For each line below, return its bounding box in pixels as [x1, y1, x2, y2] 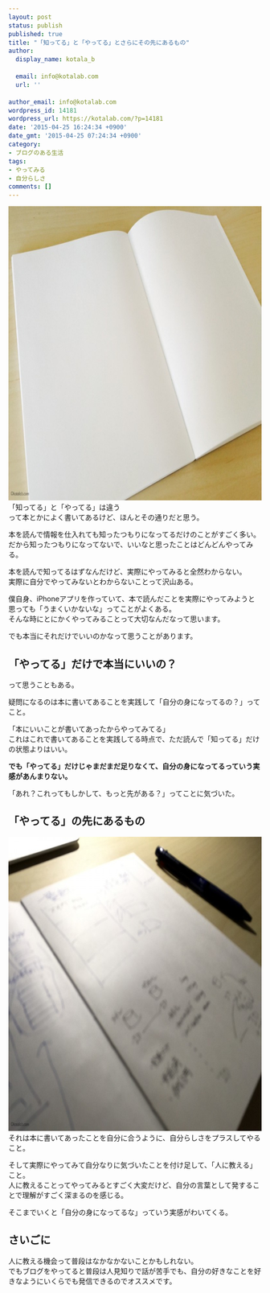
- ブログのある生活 [8, 149, 64, 157]
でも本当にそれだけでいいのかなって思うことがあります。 [8, 632, 198, 641]
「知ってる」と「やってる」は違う [8, 503, 121, 513]
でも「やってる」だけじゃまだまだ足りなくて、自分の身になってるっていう [8, 761, 253, 771]
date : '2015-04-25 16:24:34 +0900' [8, 123, 128, 132]
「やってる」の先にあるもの [8, 814, 145, 828]
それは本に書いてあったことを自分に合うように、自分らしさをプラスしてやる [8, 1133, 261, 1143]
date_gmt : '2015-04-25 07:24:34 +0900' [8, 132, 142, 140]
